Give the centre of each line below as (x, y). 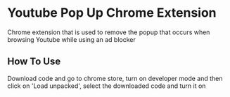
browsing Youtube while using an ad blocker (71, 39)
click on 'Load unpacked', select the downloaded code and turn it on (107, 86)
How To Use (34, 62)
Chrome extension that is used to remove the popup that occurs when (109, 32)
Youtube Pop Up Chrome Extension (112, 13)
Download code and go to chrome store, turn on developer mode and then (115, 78)
